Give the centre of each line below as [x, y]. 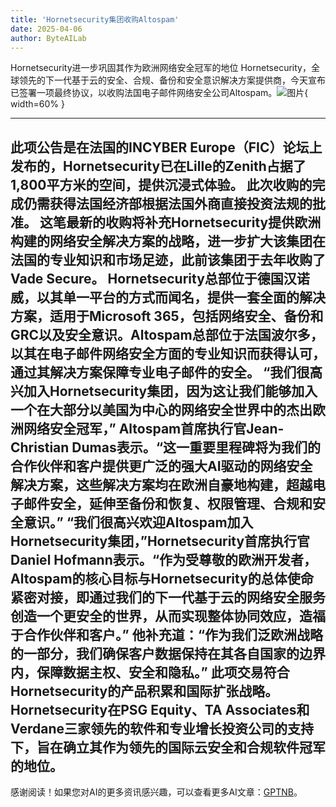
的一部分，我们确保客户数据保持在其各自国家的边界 [168, 653]
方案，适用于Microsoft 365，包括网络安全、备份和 [167, 316]
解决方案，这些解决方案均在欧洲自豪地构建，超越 [161, 484]
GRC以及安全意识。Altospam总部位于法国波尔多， [167, 334]
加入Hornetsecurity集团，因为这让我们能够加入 [170, 391]
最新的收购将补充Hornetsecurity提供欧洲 [193, 222]
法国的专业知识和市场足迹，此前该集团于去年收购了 [168, 259]
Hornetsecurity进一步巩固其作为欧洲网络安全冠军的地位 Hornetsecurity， [161, 68]
